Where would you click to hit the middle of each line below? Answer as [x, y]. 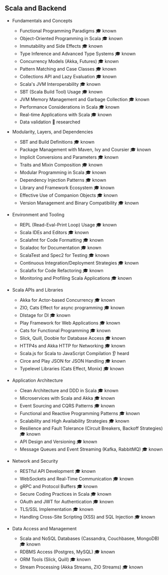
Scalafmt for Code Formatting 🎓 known [62, 240]
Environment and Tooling [38, 214]
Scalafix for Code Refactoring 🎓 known [61, 270]
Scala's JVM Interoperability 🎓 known [60, 84]
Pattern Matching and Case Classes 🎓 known [68, 69]
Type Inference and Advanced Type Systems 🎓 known [78, 53]
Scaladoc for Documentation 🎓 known [61, 247]
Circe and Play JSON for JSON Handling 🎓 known [73, 361]
